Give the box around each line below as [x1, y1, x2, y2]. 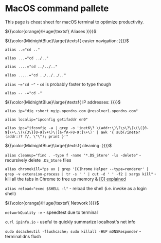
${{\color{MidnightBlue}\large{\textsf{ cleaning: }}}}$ [5, 142, 112, 148]
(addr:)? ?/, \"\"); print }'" [5, 134, 69, 139]
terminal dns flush [5, 233, 41, 239]
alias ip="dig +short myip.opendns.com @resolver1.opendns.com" [5, 108, 138, 113]
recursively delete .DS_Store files [5, 157, 72, 163]
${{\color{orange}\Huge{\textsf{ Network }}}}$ [5, 200, 99, 206]
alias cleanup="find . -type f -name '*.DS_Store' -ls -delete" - [5, 152, 142, 158]
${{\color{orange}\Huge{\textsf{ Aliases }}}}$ [5, 28, 96, 34]
